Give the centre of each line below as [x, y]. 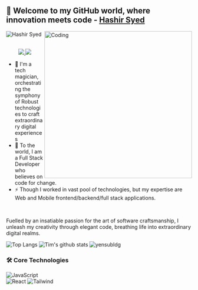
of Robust [27, 101]
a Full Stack [29, 158]
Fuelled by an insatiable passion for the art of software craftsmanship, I [92, 221]
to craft [31, 114]
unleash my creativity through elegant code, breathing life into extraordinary [99, 226]
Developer [27, 164]
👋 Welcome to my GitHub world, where [78, 11]
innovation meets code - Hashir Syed [76, 20]
